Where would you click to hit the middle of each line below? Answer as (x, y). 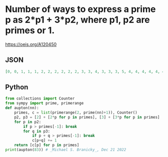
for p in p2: (28, 122)
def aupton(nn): (22, 108)
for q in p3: (37, 131)
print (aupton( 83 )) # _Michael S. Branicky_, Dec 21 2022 (66, 150)
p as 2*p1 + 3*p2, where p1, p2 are (77, 20)
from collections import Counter (40, 98)
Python (17, 87)
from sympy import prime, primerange (44, 103)
